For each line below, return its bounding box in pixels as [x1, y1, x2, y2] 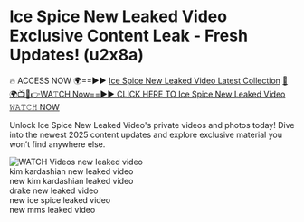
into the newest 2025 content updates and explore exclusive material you [9, 129, 283, 140]
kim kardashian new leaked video [9, 165, 134, 177]
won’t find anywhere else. [9, 138, 106, 150]
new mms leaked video [9, 204, 96, 215]
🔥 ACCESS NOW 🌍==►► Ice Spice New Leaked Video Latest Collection [9, 75, 280, 86]
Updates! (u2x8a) [9, 45, 145, 65]
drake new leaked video [9, 185, 99, 196]
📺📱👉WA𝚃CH [9, 88, 71, 99]
